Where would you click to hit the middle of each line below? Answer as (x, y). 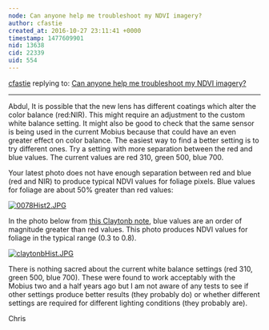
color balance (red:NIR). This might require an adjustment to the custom (127, 115)
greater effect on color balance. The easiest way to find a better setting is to (134, 140)
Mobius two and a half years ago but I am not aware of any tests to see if (128, 286)
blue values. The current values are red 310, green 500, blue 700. (116, 157)
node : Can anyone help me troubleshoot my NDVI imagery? (105, 16)
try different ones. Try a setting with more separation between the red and (130, 148)
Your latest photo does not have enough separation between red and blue (130, 172)
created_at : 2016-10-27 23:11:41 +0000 (75, 30)
